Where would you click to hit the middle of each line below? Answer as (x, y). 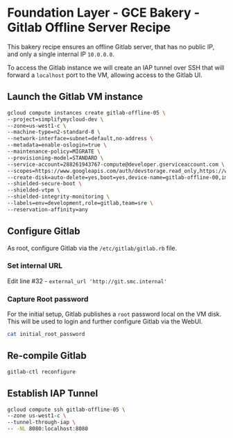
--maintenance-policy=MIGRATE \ (54, 151)
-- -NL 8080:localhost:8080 (48, 429)
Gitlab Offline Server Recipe (89, 27)
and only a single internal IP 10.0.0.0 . (61, 54)
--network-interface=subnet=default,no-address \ (80, 139)
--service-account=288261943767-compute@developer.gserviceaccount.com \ (116, 165)
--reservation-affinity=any (48, 210)
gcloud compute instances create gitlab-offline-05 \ (87, 112)
